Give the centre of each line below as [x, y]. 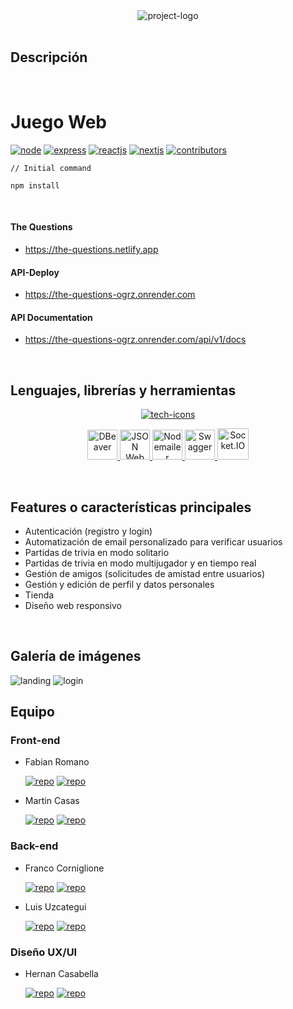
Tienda [39, 595]
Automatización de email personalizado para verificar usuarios [153, 541]
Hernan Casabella [61, 974]
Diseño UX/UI [44, 952]
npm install [35, 185]
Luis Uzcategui [55, 906]
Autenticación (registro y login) [88, 531]
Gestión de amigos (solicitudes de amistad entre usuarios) [145, 573]
